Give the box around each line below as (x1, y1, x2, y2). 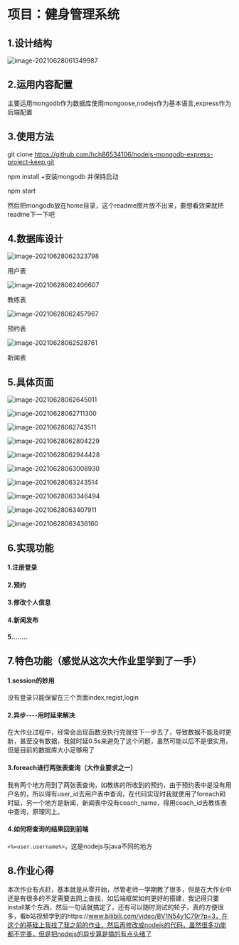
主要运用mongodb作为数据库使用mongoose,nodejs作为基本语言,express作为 (7, 99, 232, 107)
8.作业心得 (7, 865, 55, 877)
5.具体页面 (7, 376, 54, 388)
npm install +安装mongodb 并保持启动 (7, 172, 119, 181)
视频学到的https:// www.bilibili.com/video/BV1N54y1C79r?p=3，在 (36, 912, 228, 920)
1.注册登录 (7, 563, 38, 572)
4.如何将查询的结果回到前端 (7, 825, 89, 833)
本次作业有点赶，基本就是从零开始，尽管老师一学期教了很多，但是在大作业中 (7, 885, 232, 893)
